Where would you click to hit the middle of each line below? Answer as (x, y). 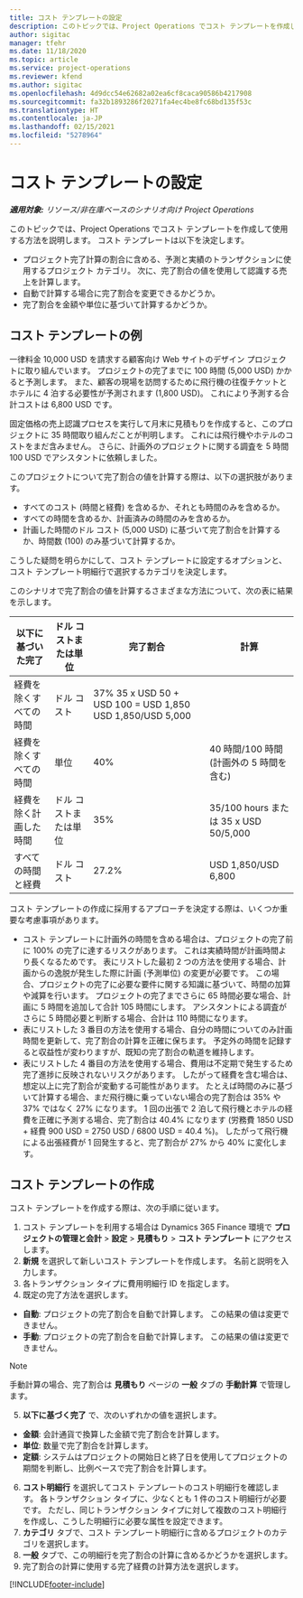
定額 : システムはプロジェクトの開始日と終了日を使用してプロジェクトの (155, 1457)
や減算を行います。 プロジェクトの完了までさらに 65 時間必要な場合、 (153, 995)
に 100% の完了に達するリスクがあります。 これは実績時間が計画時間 (151, 950)
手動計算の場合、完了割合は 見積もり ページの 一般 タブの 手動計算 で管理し (150, 1385)
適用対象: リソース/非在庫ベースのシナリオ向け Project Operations (132, 210)
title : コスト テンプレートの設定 (66, 18)
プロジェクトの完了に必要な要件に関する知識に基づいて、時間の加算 (165, 984)
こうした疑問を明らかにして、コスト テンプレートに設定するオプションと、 (148, 560)
